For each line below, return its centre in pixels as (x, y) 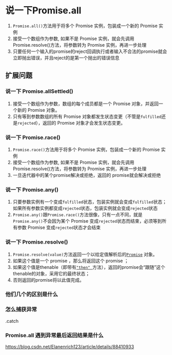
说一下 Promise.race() (33, 137)
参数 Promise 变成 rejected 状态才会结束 (59, 228)
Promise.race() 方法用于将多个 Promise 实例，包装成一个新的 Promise (86, 149)
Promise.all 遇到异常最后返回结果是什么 (54, 335)
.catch (12, 321)
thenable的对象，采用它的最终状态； (51, 273)
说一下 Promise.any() (32, 189)
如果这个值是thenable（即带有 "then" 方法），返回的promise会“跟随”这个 (89, 267)
